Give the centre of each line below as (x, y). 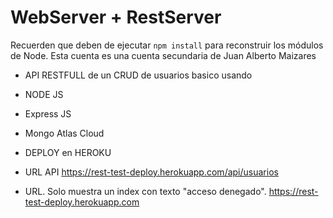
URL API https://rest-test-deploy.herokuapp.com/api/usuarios (151, 172)
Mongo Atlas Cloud (64, 133)
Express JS (48, 113)
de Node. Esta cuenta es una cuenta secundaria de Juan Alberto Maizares (163, 55)
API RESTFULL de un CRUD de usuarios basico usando (138, 75)
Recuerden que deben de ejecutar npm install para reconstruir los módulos (167, 45)
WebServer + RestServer (116, 17)
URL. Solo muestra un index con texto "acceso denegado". (145, 191)
